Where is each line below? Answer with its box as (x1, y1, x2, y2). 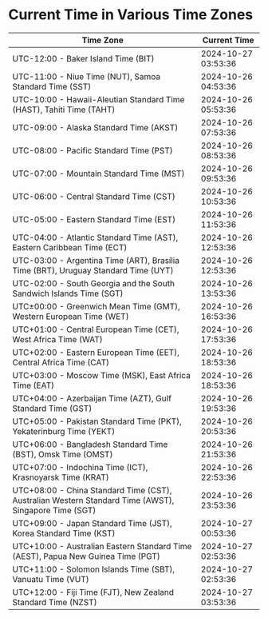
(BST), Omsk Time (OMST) (12, 449, 113, 460)
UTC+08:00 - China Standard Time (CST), (12, 484, 172, 496)
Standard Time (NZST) (12, 596, 97, 608)
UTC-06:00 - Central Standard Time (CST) (12, 190, 175, 201)
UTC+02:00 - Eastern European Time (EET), (12, 346, 179, 357)
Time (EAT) (12, 380, 54, 391)
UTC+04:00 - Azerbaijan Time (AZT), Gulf (12, 393, 171, 404)
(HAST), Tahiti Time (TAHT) (12, 104, 116, 115)
